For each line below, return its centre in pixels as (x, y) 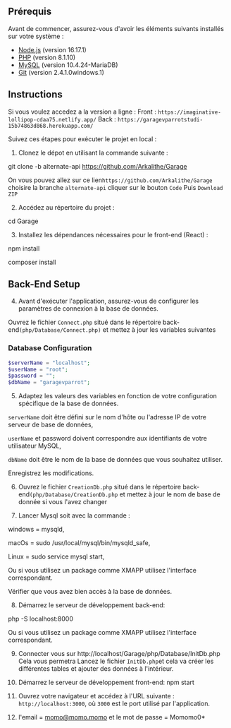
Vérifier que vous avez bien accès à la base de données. (90, 592)
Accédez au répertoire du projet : (66, 207)
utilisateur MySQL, (35, 446)
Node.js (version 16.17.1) (52, 49)
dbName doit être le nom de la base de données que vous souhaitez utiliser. (115, 460)
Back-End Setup (44, 284)
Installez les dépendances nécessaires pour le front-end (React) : (113, 234)
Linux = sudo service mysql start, (56, 556)
